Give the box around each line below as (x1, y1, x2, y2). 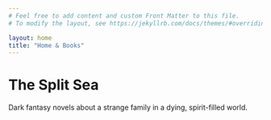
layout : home (8, 34, 52, 42)
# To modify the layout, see (8, 19, 106, 27)
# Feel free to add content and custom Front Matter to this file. (8, 11, 240, 20)
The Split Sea (8, 76, 99, 94)
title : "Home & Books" (8, 41, 85, 49)
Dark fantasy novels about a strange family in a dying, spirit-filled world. (8, 102, 248, 113)
